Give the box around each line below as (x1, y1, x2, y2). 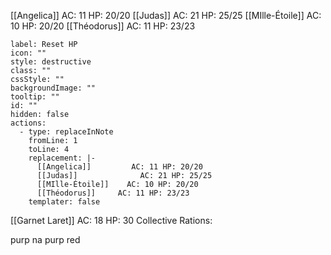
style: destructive (10, 57, 92, 67)
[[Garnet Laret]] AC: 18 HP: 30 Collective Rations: (10, 215, 213, 226)
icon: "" (10, 48, 47, 58)
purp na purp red (10, 234, 81, 245)
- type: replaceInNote (19, 127, 114, 137)
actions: (10, 118, 47, 128)
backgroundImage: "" (10, 83, 97, 93)
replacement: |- (28, 153, 97, 163)
